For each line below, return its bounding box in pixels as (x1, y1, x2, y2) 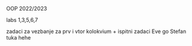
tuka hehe (6, 34, 31, 41)
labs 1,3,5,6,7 (6, 17, 38, 23)
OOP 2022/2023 (6, 5, 47, 12)
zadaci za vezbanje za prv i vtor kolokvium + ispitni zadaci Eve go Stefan (6, 28, 187, 35)
